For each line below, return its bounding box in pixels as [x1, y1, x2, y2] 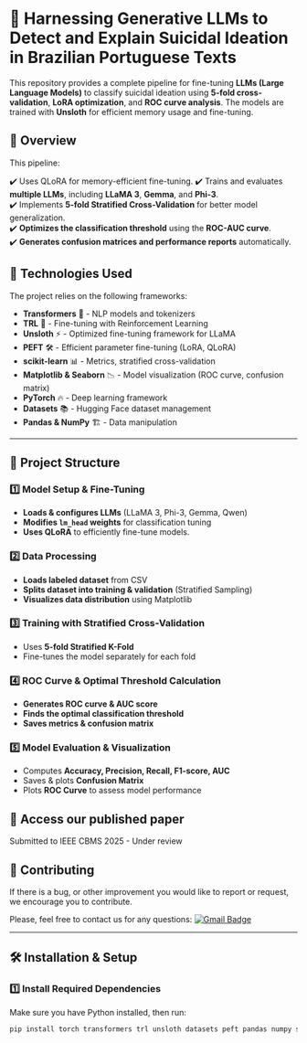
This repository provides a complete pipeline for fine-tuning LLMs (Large [9, 77, 285, 88]
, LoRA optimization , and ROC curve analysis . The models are [48, 96, 285, 108]
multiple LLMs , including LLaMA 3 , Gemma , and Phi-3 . [9, 188, 219, 199]
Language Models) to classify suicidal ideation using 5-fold [9, 87, 236, 98]
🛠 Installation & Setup [9, 950, 138, 965]
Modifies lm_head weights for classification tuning [22, 516, 212, 528]
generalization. [9, 212, 66, 223]
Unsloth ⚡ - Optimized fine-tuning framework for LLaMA [22, 328, 236, 339]
